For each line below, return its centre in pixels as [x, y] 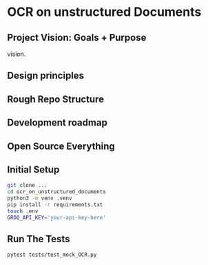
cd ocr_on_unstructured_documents [57, 192]
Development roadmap [58, 122]
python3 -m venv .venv [40, 198]
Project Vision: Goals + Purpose [77, 38]
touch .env [23, 211]
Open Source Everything [61, 146]
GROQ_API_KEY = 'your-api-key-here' [57, 217]
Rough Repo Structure [56, 99]
